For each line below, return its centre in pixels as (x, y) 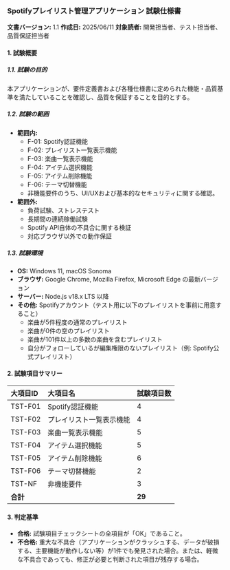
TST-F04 (26, 445)
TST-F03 (26, 432)
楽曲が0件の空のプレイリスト (68, 330)
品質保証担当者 (28, 36)
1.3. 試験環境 (25, 253)
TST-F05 (26, 458)
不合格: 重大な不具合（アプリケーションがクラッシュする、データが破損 (118, 542)
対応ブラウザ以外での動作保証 (69, 236)
